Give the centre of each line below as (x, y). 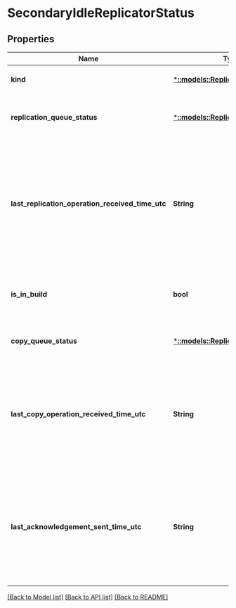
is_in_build (29, 294)
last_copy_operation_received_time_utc (78, 414)
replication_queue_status (54, 117)
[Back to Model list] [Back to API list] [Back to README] (88, 597)
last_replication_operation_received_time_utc (88, 204)
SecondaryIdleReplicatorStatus (101, 13)
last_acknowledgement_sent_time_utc (76, 527)
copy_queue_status (44, 341)
